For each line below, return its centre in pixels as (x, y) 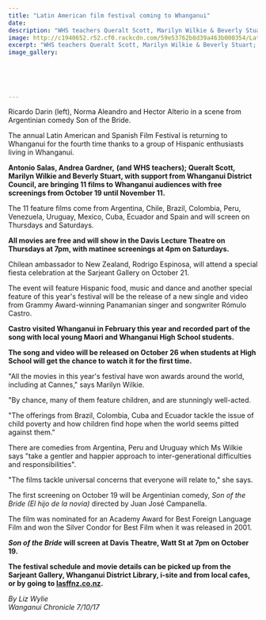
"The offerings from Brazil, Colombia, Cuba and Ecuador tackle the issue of (131, 415)
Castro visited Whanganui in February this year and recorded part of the (129, 329)
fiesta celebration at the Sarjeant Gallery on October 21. (99, 273)
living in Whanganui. (42, 152)
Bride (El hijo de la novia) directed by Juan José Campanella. (108, 503)
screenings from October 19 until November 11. (87, 193)
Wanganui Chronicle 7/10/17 (54, 607)
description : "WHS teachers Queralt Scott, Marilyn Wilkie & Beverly (125, 30)
